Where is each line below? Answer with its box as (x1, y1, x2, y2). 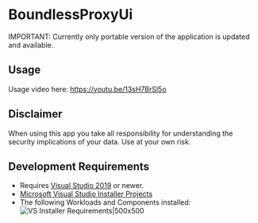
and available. (8, 40, 54, 49)
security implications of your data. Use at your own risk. (8, 136, 191, 146)
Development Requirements (8, 160, 149, 173)
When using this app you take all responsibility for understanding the (8, 129, 233, 138)
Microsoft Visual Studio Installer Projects (19, 189, 153, 199)
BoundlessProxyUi (8, 6, 133, 24)
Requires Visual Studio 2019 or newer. (19, 181, 144, 190)
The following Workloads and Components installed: (19, 198, 191, 207)
